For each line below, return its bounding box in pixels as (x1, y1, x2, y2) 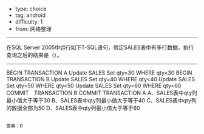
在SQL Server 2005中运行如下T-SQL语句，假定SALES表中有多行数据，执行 (6, 44, 194, 51)
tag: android (15, 12, 46, 19)
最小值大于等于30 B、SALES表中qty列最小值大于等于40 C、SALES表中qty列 (6, 97, 197, 104)
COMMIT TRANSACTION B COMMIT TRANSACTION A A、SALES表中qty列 (6, 89, 197, 96)
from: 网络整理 (15, 25, 52, 32)
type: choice (15, 5, 47, 12)
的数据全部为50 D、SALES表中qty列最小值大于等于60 (6, 104, 140, 112)
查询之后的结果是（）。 (6, 52, 63, 58)
